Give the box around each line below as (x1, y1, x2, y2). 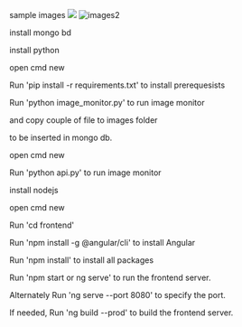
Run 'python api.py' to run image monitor (9, 167, 162, 178)
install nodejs (9, 185, 59, 195)
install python (9, 45, 60, 55)
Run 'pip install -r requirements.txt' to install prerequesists (9, 79, 226, 90)
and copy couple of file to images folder (9, 115, 158, 126)
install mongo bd (9, 27, 72, 38)
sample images (9, 10, 66, 20)
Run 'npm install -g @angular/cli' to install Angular (9, 238, 196, 248)
